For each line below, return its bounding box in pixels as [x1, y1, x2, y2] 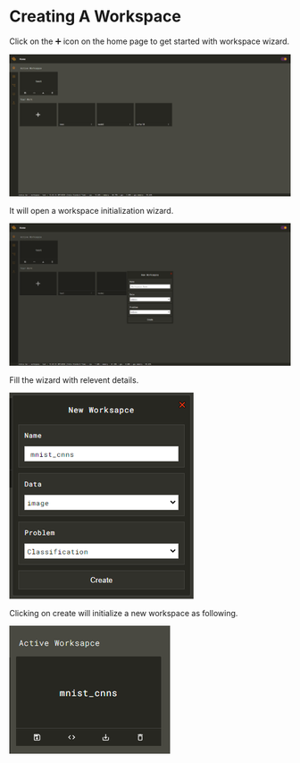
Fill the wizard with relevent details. [9, 374, 139, 386]
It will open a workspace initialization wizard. [9, 206, 174, 216]
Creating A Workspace [9, 6, 181, 27]
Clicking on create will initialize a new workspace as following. [9, 607, 238, 618]
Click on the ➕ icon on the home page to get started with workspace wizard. [9, 36, 290, 47]
